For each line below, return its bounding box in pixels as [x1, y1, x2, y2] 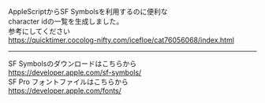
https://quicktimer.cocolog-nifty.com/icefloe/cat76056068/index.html [8, 35, 235, 45]
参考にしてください [8, 27, 71, 35]
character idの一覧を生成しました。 [8, 17, 124, 26]
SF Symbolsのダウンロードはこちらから [8, 59, 137, 68]
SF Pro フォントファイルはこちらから [8, 77, 129, 86]
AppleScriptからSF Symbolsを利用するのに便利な [8, 7, 168, 16]
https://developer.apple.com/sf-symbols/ [8, 68, 142, 77]
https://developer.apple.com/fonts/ [8, 86, 122, 95]
